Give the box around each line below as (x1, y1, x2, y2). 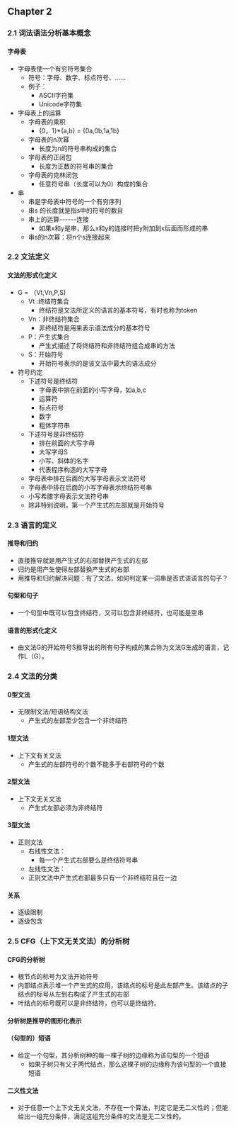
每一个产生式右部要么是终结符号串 (38, 856, 138, 864)
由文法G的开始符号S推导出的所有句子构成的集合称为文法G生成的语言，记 (17, 643, 230, 651)
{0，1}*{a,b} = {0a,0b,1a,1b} (38, 126, 120, 135)
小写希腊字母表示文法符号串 (28, 492, 110, 500)
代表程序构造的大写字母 (38, 465, 107, 473)
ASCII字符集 (38, 91, 74, 99)
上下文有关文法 (17, 751, 61, 759)
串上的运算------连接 (28, 215, 90, 223)
